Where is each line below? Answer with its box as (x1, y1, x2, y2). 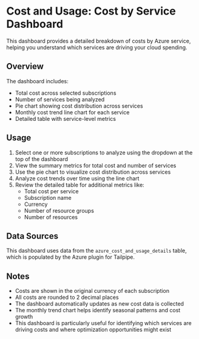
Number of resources (24, 213, 78, 221)
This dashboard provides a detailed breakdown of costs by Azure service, (6, 37, 191, 44)
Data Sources (6, 231, 59, 241)
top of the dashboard (15, 155, 69, 162)
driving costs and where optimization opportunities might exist (15, 326, 172, 334)
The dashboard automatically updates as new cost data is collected (15, 300, 184, 307)
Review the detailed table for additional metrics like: (15, 181, 144, 188)
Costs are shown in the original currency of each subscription (15, 287, 170, 295)
